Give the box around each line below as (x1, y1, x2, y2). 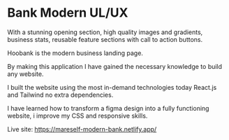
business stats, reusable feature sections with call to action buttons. (7, 35, 203, 43)
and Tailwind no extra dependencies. (7, 91, 114, 99)
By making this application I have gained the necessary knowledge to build (7, 62, 222, 70)
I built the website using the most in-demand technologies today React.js (7, 83, 217, 91)
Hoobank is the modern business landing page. (7, 49, 143, 57)
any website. (7, 70, 44, 78)
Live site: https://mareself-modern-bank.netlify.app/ (7, 125, 157, 133)
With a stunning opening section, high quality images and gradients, (7, 28, 203, 36)
